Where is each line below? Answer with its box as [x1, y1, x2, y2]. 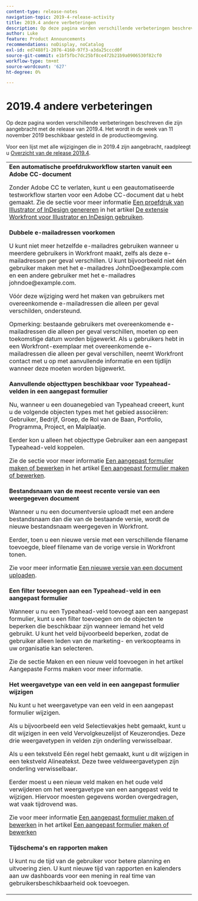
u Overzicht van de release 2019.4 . [6, 149, 91, 157]
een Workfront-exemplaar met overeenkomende [9, 342, 144, 350]
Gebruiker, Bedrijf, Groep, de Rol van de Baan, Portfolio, [9, 415, 163, 424]
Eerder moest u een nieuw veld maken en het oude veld [9, 778, 163, 786]
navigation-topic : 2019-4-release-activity [6, 14, 115, 20]
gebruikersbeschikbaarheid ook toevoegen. [9, 879, 130, 887]
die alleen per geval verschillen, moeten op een [47, 327, 179, 336]
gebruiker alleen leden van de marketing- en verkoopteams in [9, 637, 181, 645]
